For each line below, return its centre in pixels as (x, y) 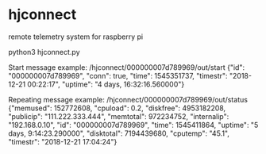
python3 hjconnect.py (44, 52)
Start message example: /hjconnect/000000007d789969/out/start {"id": (126, 67)
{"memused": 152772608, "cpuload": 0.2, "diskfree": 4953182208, (117, 108)
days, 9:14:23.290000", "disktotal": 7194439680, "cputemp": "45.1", (119, 133)
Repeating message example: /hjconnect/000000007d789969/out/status (128, 99)
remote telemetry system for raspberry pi (76, 37)
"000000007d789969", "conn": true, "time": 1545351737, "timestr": (118, 75)
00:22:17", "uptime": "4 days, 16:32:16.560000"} (106, 84)
